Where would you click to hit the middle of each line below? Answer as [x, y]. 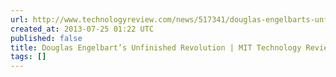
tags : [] [28, 57]
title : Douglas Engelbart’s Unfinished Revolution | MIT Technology [156, 47]
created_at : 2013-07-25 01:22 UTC [82, 29]
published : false [46, 38]
